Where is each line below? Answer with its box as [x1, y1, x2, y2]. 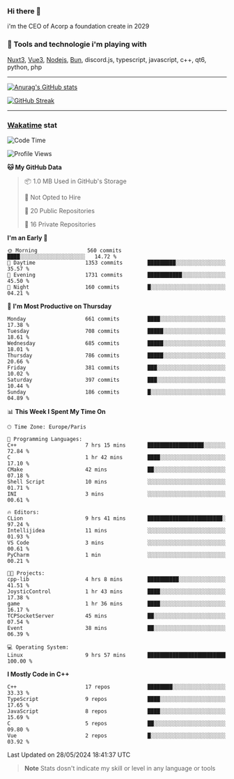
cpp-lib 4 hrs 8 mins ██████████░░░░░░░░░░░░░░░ [7, 576, 226, 583]
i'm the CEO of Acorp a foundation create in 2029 [7, 22, 150, 31]
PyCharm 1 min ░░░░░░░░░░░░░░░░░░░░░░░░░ [7, 551, 226, 558]
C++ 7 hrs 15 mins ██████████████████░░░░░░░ [7, 442, 226, 449]
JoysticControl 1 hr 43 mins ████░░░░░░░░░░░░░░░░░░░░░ [7, 588, 226, 595]
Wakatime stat [7, 120, 58, 130]
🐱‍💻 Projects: [7, 569, 45, 577]
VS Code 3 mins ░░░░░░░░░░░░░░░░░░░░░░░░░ [7, 539, 226, 546]
